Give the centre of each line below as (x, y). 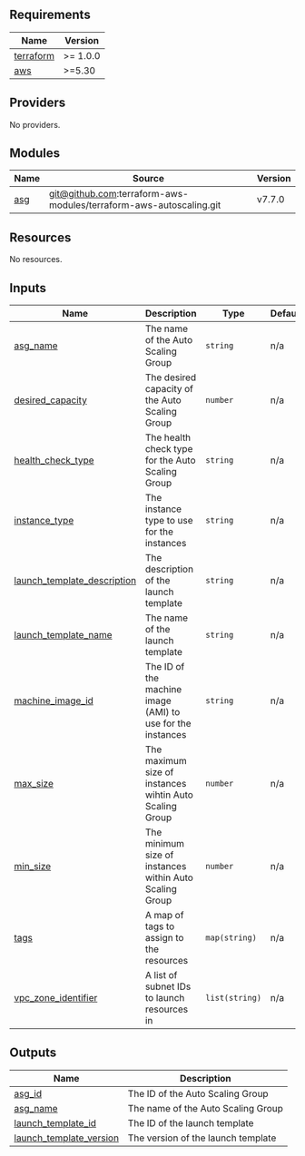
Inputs (28, 288)
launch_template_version (67, 1138)
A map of (164, 916)
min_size (33, 867)
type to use (169, 521)
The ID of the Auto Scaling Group (198, 1093)
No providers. (35, 124)
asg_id (28, 1093)
